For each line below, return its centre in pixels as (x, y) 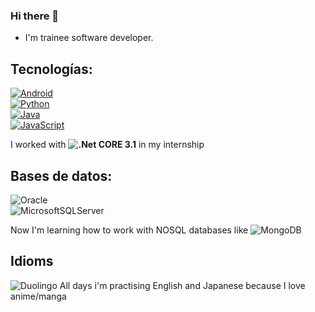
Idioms (32, 261)
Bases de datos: (61, 175)
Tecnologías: (51, 69)
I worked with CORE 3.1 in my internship (107, 145)
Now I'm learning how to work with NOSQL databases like (129, 230)
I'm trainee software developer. (89, 38)
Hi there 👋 (35, 16)
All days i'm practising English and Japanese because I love (182, 285)
